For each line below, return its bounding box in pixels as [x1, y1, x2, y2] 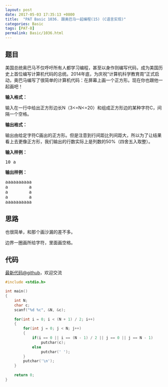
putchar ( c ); [40, 340, 66, 345]
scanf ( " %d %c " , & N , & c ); [14, 307, 66, 312]
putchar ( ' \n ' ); [23, 358, 55, 363]
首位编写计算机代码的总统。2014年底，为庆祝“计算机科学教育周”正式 [13, 71, 155, 77]
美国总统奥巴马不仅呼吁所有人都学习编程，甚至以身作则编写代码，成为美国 [5, 65, 158, 71]
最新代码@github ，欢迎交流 [5, 270, 62, 276]
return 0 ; [14, 372, 35, 378]
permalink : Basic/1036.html [5, 31, 64, 36]
